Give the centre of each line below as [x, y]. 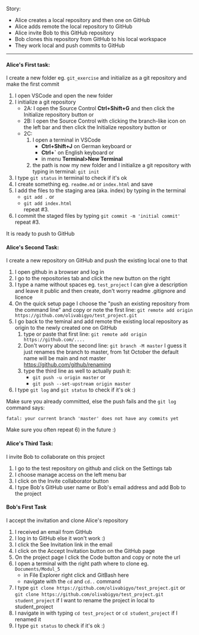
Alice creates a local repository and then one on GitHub [82, 20]
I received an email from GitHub [54, 531]
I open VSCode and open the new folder [64, 96]
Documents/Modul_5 [37, 569]
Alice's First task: [28, 64]
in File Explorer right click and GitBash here [76, 575]
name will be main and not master [65, 358]
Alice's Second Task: [33, 247]
